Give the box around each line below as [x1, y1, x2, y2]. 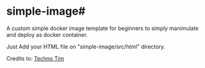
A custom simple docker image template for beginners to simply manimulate [6, 25, 199, 32]
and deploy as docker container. [6, 31, 88, 38]
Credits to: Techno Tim [6, 55, 64, 62]
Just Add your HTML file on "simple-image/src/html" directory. [6, 43, 166, 50]
